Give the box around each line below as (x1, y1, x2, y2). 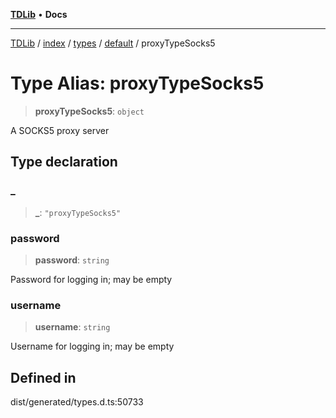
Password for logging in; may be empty (10, 273, 173, 285)
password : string (34, 254, 110, 266)
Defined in (10, 369, 77, 386)
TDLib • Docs (10, 9, 68, 20)
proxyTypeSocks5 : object (34, 105, 145, 117)
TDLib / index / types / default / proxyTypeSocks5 (10, 37, 216, 49)
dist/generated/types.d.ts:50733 (10, 396, 144, 408)
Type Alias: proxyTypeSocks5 (10, 72, 265, 95)
